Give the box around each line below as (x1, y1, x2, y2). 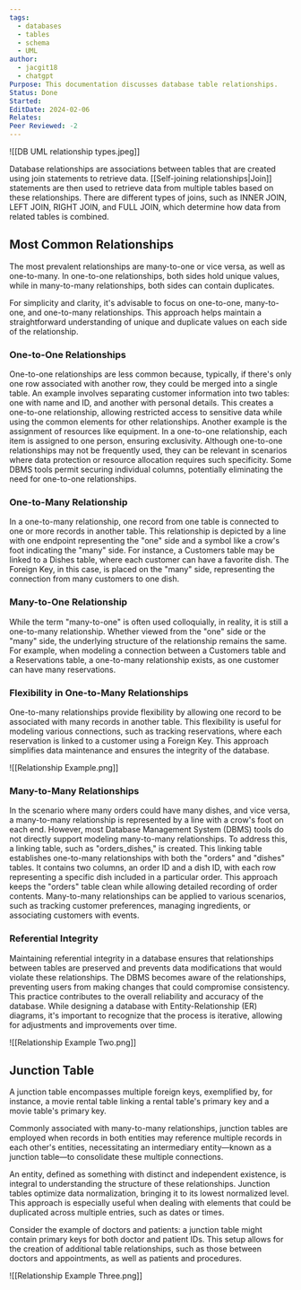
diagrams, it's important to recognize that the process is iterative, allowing (9, 1010, 283, 1021)
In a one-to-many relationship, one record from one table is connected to (9, 517, 279, 527)
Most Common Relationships (9, 237, 175, 252)
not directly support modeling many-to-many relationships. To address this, (9, 833, 288, 844)
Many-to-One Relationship (9, 596, 128, 608)
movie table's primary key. (9, 1105, 107, 1117)
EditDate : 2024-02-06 (9, 105, 90, 114)
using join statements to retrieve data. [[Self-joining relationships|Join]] (9, 173, 272, 184)
